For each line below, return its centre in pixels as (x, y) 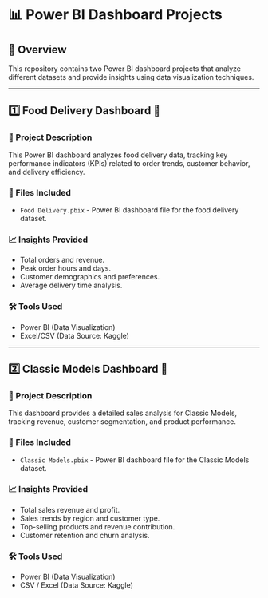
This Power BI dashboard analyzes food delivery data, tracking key (118, 155)
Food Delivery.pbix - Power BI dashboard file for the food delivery (129, 210)
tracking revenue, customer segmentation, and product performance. (122, 422)
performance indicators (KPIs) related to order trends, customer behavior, (129, 163)
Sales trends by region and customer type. (90, 518)
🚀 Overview (37, 49)
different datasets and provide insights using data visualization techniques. (131, 77)
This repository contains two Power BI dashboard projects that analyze (125, 69)
